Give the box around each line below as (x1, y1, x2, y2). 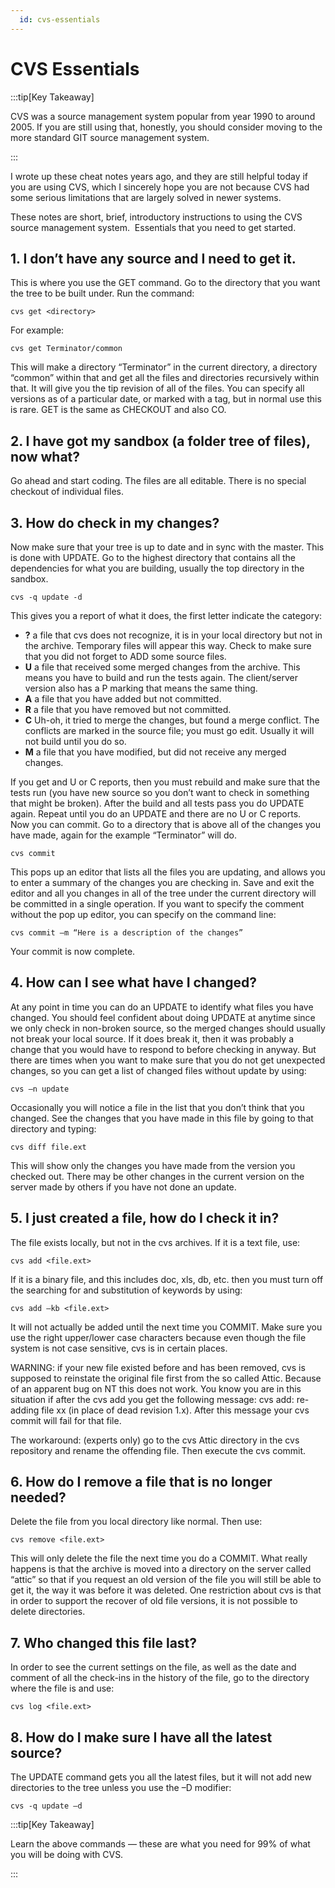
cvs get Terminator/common (10, 344, 123, 354)
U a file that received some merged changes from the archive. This (24, 661, 301, 673)
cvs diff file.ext (10, 1142, 87, 1152)
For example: (10, 324, 65, 336)
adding (10, 1404, 40, 1416)
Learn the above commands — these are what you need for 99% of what (10, 1838, 311, 1850)
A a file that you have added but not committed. (24, 693, 222, 705)
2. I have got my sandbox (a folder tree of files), (10, 432, 311, 450)
